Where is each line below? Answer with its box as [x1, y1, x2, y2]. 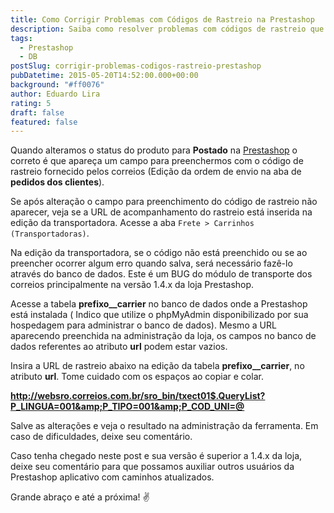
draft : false [10, 107, 65, 118]
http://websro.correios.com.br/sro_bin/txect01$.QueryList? [10, 390, 266, 402]
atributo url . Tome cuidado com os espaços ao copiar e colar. [10, 371, 264, 383]
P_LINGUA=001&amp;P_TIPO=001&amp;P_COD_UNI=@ [10, 401, 245, 413]
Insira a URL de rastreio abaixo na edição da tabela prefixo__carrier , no [10, 360, 305, 372]
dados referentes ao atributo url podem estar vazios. [10, 341, 228, 353]
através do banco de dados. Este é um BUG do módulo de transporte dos [10, 268, 313, 280]
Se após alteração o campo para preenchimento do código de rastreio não [10, 196, 318, 208]
